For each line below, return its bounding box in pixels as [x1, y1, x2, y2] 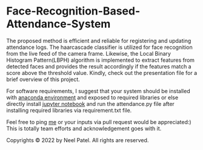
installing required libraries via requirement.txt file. [6, 106, 132, 114]
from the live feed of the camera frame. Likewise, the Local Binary [6, 50, 171, 57]
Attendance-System [6, 17, 111, 31]
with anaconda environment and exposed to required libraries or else [6, 94, 179, 101]
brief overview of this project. [6, 76, 80, 83]
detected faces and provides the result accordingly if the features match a [6, 62, 192, 70]
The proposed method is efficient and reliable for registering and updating [6, 37, 191, 44]
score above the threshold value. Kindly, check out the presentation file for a [6, 69, 198, 76]
